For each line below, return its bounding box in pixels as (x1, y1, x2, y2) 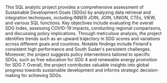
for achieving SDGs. (21, 73, 62, 78)
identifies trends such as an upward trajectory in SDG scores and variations (5, 36, 161, 41)
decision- (140, 67, 160, 73)
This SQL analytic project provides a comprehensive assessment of (5, 4, 144, 10)
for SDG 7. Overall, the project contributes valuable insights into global (5, 62, 150, 68)
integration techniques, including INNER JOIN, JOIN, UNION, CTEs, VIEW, (5, 15, 156, 20)
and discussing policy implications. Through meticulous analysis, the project (5, 31, 162, 36)
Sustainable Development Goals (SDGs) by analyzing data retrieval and (5, 9, 151, 15)
